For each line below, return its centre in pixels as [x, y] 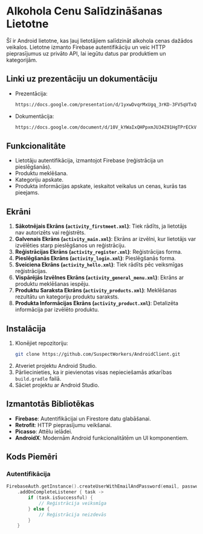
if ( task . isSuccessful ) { [61, 498]
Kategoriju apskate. [39, 180]
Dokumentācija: [34, 116]
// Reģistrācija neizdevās [72, 515]
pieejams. [27, 193]
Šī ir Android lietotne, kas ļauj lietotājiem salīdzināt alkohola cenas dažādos [100, 40]
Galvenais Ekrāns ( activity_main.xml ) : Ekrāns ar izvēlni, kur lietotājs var [105, 239]
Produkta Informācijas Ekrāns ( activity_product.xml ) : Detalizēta [97, 303]
